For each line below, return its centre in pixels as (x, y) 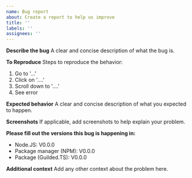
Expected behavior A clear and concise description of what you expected (96, 104)
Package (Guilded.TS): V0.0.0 (51, 157)
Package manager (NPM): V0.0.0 (55, 151)
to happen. (19, 110)
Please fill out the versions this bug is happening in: (71, 133)
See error (26, 93)
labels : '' (19, 28)
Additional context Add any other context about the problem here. (87, 169)
